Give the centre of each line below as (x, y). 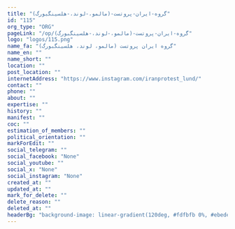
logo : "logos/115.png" (40, 40)
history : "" (24, 111)
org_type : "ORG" (31, 27)
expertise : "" (28, 105)
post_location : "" (34, 72)
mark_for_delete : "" (37, 195)
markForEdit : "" (31, 144)
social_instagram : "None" (45, 176)
